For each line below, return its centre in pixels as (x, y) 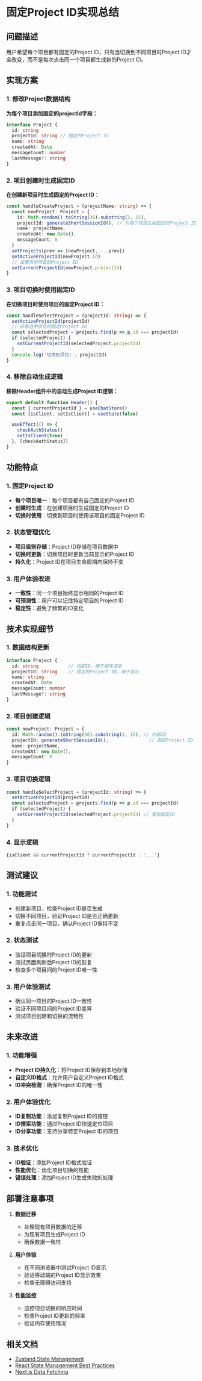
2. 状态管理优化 (29, 532)
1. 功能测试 (22, 894)
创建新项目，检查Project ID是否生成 (59, 908)
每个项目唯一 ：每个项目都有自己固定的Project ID (75, 500)
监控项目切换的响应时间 (53, 1308)
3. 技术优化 (22, 1148)
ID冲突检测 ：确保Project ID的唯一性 (59, 1085)
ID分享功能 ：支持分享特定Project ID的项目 (67, 1131)
